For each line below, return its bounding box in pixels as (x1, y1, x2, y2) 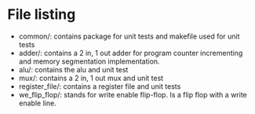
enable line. (18, 98, 56, 108)
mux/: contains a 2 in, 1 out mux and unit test (18, 73, 164, 83)
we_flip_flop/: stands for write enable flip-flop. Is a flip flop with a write (18, 90, 248, 99)
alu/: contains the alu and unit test (18, 64, 129, 74)
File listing (7, 6, 76, 24)
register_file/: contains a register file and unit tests (18, 81, 181, 91)
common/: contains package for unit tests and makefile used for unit (18, 31, 240, 41)
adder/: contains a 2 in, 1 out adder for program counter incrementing (18, 48, 243, 57)
